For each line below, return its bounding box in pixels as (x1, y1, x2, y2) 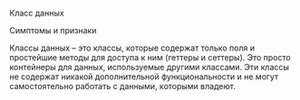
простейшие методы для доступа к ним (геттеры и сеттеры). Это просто (9, 52, 292, 62)
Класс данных (9, 8, 65, 18)
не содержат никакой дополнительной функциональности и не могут (9, 71, 279, 82)
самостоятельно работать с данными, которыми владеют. (9, 81, 236, 91)
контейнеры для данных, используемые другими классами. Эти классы (9, 62, 290, 72)
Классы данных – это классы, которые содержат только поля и (9, 42, 256, 53)
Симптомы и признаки (9, 25, 97, 35)
